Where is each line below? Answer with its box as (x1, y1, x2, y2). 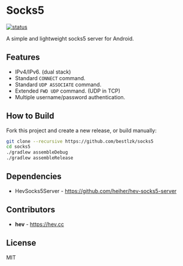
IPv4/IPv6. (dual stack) (14, 68, 71, 75)
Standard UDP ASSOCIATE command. (14, 81, 102, 88)
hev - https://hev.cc (14, 221, 65, 228)
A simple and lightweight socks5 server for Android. (6, 35, 135, 42)
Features (6, 52, 40, 63)
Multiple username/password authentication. (14, 93, 126, 100)
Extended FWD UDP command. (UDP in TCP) (14, 87, 121, 94)
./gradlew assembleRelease (6, 155, 74, 161)
